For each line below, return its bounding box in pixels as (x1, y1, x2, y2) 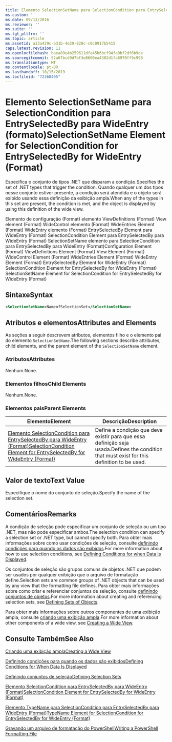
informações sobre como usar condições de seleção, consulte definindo (5, 539, 158, 546)
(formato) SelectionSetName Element (5, 129, 166, 141)
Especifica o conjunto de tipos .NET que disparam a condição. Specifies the (5, 178, 165, 185)
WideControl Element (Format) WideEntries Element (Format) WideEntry (5, 254, 157, 260)
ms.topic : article (5, 36, 45, 42)
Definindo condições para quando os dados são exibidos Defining (5, 658, 143, 664)
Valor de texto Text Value (5, 476, 85, 485)
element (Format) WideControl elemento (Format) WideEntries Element (5, 221, 155, 227)
